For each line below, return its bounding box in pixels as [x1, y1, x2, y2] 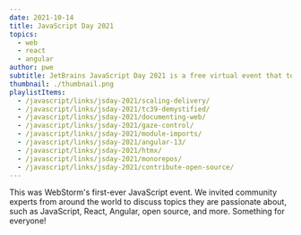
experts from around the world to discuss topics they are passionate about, [9, 197, 287, 207]
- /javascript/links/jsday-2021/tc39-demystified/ [17, 105, 211, 113]
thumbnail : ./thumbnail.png [9, 80, 115, 88]
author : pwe [9, 63, 54, 72]
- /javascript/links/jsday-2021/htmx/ [17, 146, 163, 155]
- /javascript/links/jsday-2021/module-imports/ [17, 130, 202, 138]
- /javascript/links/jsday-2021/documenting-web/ [17, 113, 206, 122]
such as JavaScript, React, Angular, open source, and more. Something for [9, 206, 285, 217]
